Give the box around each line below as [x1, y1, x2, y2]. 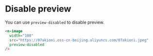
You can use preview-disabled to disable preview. [5, 19, 104, 25]
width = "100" [9, 33, 34, 38]
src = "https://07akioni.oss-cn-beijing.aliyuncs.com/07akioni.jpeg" [9, 38, 149, 42]
